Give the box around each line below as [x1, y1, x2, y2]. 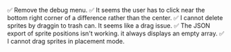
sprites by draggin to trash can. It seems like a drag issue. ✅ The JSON [7, 21, 210, 30]
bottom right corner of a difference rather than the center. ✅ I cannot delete [7, 14, 223, 21]
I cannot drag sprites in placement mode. [7, 37, 125, 45]
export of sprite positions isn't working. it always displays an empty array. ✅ [7, 29, 225, 37]
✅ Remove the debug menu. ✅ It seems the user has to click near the [7, 6, 205, 14]
